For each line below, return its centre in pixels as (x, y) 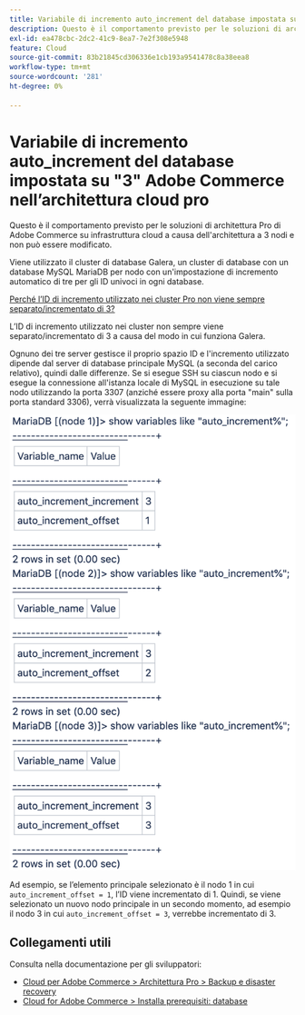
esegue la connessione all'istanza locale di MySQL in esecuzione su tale (145, 383)
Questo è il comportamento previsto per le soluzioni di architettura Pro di (145, 225)
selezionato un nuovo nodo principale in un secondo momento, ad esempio (150, 904)
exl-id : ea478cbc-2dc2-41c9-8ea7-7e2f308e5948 (99, 38)
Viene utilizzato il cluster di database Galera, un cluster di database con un (149, 262)
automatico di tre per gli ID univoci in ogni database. (107, 281)
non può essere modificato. (61, 244)
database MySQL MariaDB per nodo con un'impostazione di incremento (144, 272)
